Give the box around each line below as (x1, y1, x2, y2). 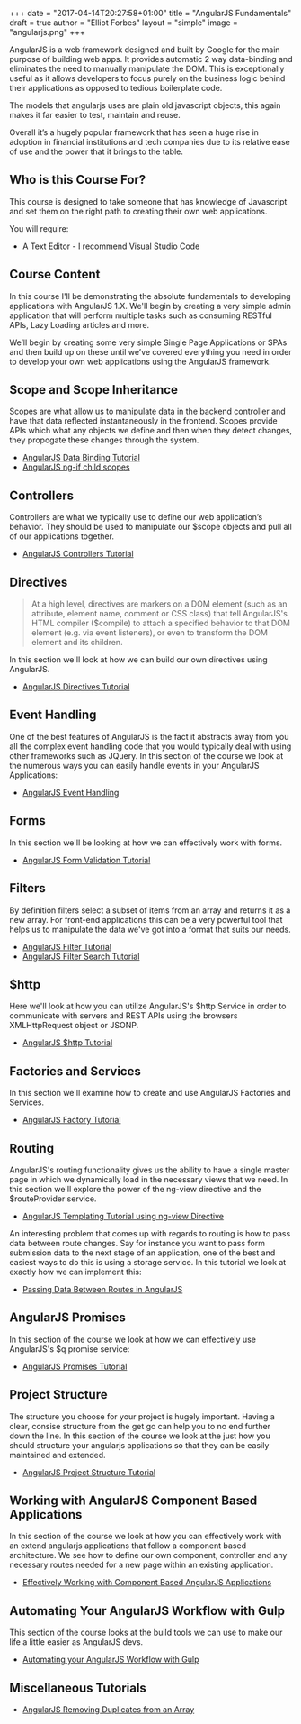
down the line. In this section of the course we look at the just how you (9, 1430, 271, 1441)
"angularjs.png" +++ (9, 27, 85, 37)
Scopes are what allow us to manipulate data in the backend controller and (9, 406, 286, 417)
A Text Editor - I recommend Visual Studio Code (22, 241, 200, 251)
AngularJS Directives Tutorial (22, 681, 130, 692)
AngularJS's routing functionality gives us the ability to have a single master (9, 1164, 290, 1175)
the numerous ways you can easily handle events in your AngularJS (9, 760, 260, 771)
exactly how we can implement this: (9, 1266, 142, 1277)
